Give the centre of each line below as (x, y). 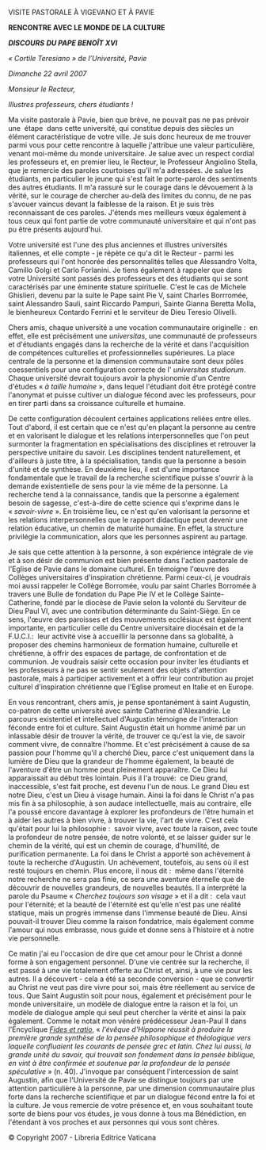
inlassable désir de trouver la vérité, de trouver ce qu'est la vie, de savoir (127, 736)
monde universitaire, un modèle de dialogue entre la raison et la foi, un (123, 1004)
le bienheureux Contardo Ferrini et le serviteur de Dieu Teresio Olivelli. (123, 312)
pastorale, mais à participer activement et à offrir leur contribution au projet (131, 678)
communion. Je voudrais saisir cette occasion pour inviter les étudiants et (129, 661)
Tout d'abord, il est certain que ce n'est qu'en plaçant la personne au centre (132, 427)
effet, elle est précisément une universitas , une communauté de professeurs (133, 336)
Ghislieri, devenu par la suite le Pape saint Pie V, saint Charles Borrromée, (128, 295)
